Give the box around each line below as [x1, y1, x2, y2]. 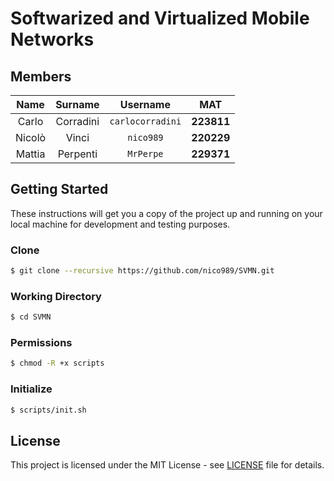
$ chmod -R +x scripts [10, 358, 105, 369]
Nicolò [15, 131, 47, 144]
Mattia [15, 147, 46, 161]
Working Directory [10, 289, 102, 303]
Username [119, 98, 171, 111]
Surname [55, 98, 100, 111]
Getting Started [10, 181, 109, 198]
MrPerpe [127, 148, 164, 159]
